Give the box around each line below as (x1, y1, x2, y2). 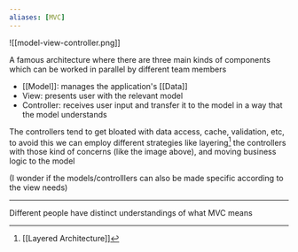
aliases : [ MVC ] (9, 12, 66, 22)
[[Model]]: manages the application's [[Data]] (21, 80, 188, 91)
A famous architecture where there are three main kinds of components (9, 54, 271, 65)
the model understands (21, 109, 108, 119)
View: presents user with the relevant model (21, 90, 184, 101)
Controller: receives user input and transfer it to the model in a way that (21, 99, 283, 111)
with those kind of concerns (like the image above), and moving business (9, 147, 277, 157)
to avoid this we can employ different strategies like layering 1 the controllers (9, 135, 286, 148)
